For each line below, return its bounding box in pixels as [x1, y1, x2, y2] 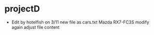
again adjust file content [11, 24, 60, 30]
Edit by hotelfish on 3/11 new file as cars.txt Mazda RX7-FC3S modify [11, 19, 149, 25]
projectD [4, 3, 40, 14]
